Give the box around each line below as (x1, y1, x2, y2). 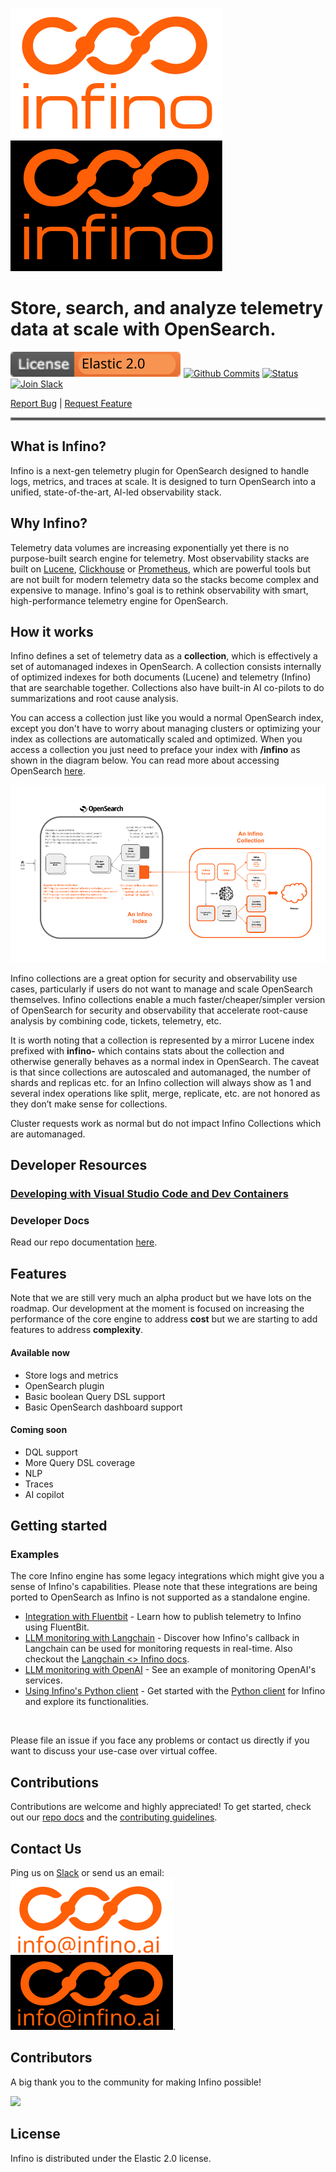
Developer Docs (10, 1214, 90, 1228)
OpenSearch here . (10, 765, 86, 777)
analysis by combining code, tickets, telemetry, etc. (10, 1014, 222, 1027)
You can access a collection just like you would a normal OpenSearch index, (10, 712, 324, 724)
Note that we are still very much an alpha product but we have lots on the (10, 1292, 312, 1304)
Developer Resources (10, 1157, 148, 1174)
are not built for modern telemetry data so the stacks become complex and (10, 573, 320, 585)
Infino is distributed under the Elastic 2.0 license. (10, 2152, 212, 2164)
